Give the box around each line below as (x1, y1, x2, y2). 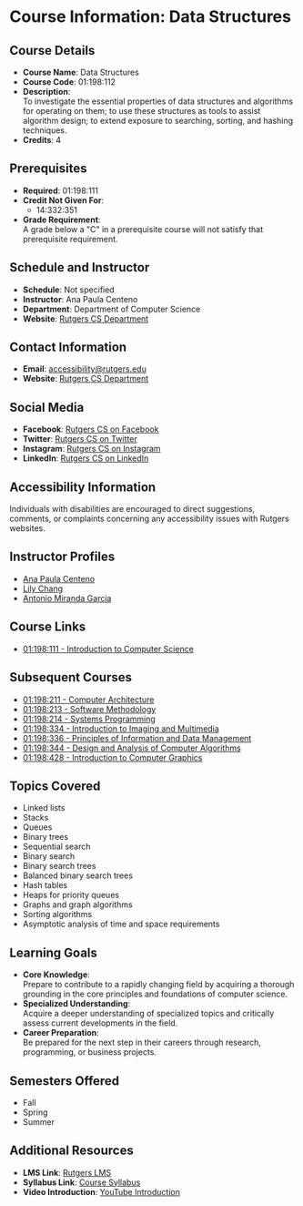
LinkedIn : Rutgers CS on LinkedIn (22, 453, 149, 464)
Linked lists (22, 802, 66, 813)
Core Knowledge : (22, 969, 91, 980)
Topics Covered (9, 778, 101, 793)
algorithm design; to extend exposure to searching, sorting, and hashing (22, 116, 294, 126)
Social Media (9, 399, 85, 415)
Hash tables (22, 880, 68, 891)
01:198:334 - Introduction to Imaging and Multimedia (22, 722, 220, 734)
